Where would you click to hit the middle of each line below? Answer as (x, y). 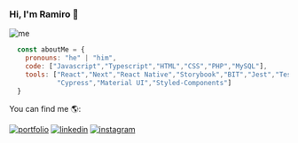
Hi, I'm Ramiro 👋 (44, 14)
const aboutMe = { (51, 50)
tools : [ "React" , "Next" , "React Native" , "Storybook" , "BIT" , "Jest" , (150, 75)
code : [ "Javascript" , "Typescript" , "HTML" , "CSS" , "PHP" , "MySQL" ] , (146, 67)
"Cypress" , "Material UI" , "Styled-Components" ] (144, 83)
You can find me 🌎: (45, 108)
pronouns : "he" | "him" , (71, 58)
